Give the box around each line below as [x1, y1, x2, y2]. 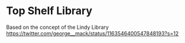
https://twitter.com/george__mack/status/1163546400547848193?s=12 [6, 29, 179, 37]
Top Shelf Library [6, 4, 93, 18]
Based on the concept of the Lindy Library [6, 24, 109, 31]
